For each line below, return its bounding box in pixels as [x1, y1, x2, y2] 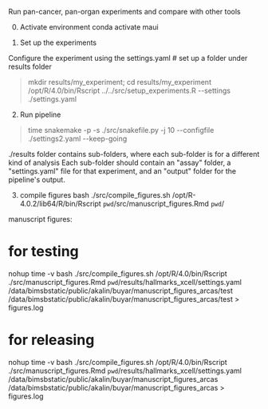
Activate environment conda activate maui [19, 22, 159, 31]
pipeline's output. [8, 175, 65, 184]
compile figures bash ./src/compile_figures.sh [19, 190, 171, 199]
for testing [8, 243, 80, 261]
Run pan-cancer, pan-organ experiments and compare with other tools [8, 7, 241, 16]
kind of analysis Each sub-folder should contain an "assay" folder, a [8, 158, 231, 167]
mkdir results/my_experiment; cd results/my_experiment [27, 78, 211, 86]
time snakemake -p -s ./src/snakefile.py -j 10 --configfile [27, 126, 215, 134]
